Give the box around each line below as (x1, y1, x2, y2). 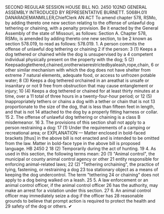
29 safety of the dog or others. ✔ (5, 203, 72, 209)
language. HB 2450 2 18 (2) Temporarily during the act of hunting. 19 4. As (5, 145, 156, 151)
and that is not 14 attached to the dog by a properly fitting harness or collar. (5, 109, 159, 115)
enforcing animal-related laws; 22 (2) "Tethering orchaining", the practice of (5, 161, 160, 167)
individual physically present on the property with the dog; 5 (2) (5, 57, 134, 62)
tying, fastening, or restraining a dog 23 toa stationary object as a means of (5, 167, 159, 172)
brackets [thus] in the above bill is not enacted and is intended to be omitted (5, 135, 160, 141)
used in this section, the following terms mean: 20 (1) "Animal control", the (5, 151, 155, 157)
